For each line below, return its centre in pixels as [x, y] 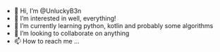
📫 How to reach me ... [47, 41]
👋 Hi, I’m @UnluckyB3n [48, 11]
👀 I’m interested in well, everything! [65, 18]
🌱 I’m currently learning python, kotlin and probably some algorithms [114, 26]
